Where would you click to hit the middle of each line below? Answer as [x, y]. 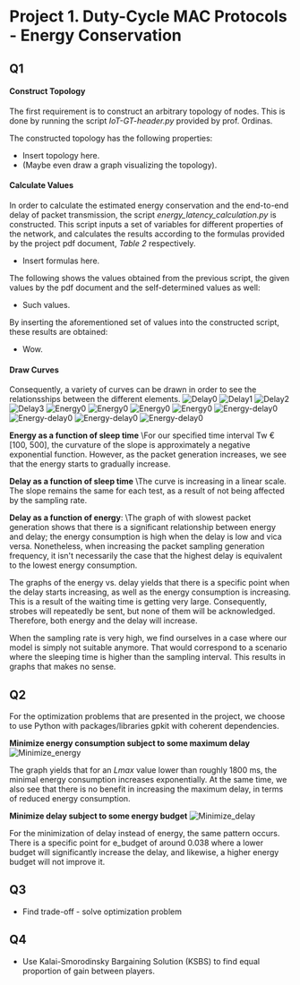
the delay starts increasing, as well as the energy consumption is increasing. [150, 592]
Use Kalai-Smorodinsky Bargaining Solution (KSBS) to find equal [141, 961]
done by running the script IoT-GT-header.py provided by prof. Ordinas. [141, 120]
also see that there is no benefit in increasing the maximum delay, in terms [146, 789]
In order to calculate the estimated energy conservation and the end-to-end [149, 205]
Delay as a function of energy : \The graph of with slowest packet [130, 518]
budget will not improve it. [57, 862]
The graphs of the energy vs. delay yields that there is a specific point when [150, 583]
